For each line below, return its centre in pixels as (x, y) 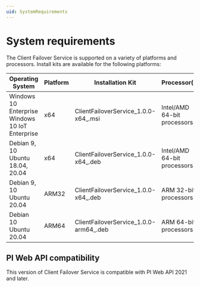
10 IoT (18, 126)
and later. (18, 279)
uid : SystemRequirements (37, 12)
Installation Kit (115, 82)
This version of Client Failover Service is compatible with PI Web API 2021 (97, 272)
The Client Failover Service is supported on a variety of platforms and (91, 58)
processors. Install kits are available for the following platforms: (84, 64)
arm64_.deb (92, 229)
